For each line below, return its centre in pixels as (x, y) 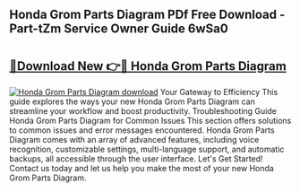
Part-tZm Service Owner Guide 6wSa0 (119, 29)
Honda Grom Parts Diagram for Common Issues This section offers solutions (150, 121)
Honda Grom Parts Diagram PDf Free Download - (147, 15)
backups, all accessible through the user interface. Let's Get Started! (136, 159)
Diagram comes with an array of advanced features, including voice (134, 140)
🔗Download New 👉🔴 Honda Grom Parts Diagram (148, 66)
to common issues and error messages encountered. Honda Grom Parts (142, 130)
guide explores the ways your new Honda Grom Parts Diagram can (132, 101)
